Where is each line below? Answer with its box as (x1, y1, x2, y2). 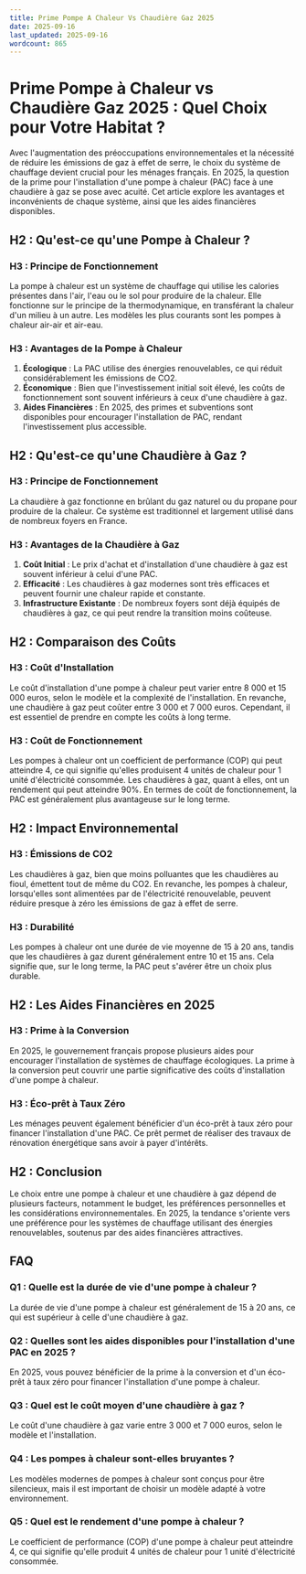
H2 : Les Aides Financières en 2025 (9, 997, 216, 1012)
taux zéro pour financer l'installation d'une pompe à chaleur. (33, 1376, 260, 1387)
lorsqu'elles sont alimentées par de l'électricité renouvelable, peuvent (9, 888, 271, 899)
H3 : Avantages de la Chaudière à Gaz (9, 538, 180, 551)
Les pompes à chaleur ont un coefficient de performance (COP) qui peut (9, 755, 283, 766)
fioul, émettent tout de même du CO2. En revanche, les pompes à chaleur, (9, 878, 288, 889)
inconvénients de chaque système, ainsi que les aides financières (9, 196, 257, 207)
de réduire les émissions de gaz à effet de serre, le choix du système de (9, 157, 281, 168)
